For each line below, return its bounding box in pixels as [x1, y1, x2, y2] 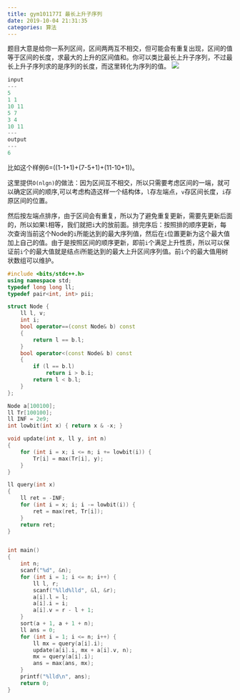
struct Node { [7, 303, 50, 311]
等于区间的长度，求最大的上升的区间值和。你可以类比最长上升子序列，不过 [7, 53, 226, 61]
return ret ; [20, 521, 56, 529]
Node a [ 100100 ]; [7, 402, 56, 409]
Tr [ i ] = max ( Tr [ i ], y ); [33, 455, 104, 462]
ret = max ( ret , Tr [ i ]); [33, 508, 104, 515]
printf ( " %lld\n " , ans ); [20, 673, 91, 680]
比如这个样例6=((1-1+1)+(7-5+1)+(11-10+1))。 [7, 163, 139, 171]
